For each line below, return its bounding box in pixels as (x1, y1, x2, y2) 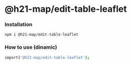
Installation (4, 21, 33, 28)
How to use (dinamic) (4, 44, 57, 51)
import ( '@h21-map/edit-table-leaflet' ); (4, 55, 90, 60)
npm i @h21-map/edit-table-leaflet (4, 32, 79, 37)
